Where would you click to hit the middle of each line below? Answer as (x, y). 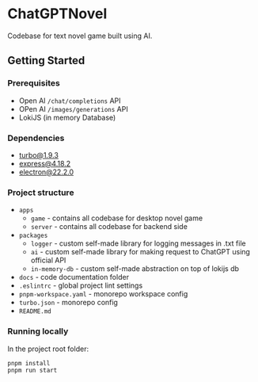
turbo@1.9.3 (38, 155)
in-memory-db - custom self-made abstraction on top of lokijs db (135, 269)
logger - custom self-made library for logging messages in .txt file (138, 243)
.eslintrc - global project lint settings (81, 285)
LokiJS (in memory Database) (67, 117)
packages (33, 236)
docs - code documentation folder (74, 277)
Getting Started (46, 61)
